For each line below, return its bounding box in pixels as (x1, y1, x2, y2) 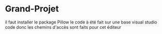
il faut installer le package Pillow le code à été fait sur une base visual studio (5, 19, 158, 25)
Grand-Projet (5, 3, 59, 14)
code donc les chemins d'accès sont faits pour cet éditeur (5, 24, 121, 30)
